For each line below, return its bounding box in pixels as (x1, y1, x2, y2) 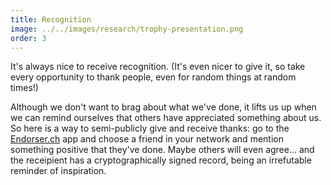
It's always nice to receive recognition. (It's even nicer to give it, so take (10, 61, 306, 73)
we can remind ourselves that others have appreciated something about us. (10, 112, 322, 124)
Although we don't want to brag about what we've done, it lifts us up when (10, 101, 317, 113)
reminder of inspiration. (10, 165, 107, 177)
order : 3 (10, 33, 47, 43)
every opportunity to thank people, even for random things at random (10, 71, 297, 83)
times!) (10, 82, 39, 94)
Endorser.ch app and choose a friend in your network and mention (10, 133, 284, 145)
